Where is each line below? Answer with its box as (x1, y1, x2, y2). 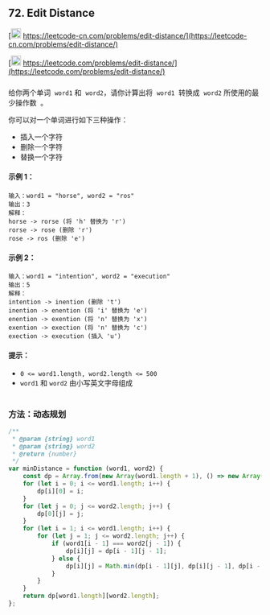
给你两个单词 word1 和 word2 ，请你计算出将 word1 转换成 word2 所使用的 (8, 88, 252, 97)
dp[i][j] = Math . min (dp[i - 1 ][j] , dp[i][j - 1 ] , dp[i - (65, 562, 261, 570)
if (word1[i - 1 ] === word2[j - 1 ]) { (51, 539, 182, 548)
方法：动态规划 (8, 408, 67, 419)
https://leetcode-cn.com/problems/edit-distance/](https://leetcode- (22, 31, 247, 40)
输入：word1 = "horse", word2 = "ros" (8, 192, 135, 200)
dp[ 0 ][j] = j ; (37, 510, 84, 518)
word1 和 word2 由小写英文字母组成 (19, 378, 133, 388)
